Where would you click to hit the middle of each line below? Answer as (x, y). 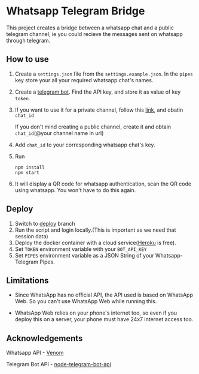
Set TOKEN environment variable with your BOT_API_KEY (81, 249)
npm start (27, 172)
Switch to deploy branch (45, 223)
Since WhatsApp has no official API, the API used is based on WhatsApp (104, 295)
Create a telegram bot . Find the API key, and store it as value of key (98, 92)
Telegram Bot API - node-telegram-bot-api (59, 364)
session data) (32, 236)
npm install (30, 167)
